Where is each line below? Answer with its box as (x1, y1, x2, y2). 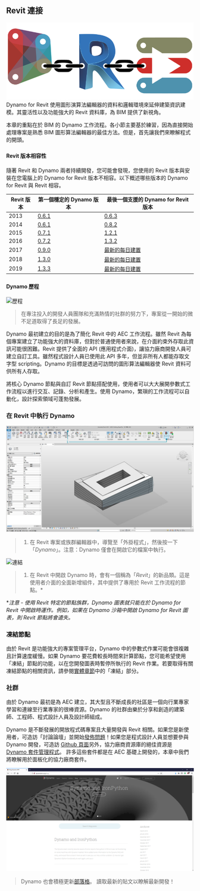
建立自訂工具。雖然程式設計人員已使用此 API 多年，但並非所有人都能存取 (6, 352, 185, 360)
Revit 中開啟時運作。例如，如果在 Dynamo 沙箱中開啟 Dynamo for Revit (6, 606, 182, 613)
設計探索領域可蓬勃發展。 (21, 395, 85, 402)
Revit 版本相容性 (6, 152, 46, 159)
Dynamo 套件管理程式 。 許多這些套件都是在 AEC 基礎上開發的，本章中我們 (6, 748, 189, 755)
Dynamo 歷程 (6, 283, 40, 290)
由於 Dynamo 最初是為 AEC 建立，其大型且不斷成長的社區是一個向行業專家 (6, 698, 189, 706)
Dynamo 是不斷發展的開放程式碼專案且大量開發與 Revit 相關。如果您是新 (6, 726, 185, 733)
